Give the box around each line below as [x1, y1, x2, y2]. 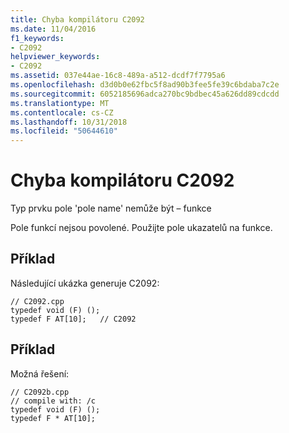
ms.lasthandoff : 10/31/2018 [10, 117, 128, 127]
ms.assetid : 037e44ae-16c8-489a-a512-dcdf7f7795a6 [10, 71, 226, 81]
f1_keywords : [10, 33, 65, 43]
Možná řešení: [10, 367, 70, 380]
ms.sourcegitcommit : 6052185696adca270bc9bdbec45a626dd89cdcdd [10, 89, 280, 99]
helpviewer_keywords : [10, 52, 101, 62]
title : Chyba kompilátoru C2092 [10, 14, 145, 25]
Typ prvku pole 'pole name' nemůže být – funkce [10, 202, 212, 215]
